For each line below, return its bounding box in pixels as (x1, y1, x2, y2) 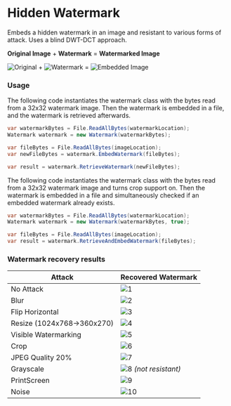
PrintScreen (11, 376, 51, 386)
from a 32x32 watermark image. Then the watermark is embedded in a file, (7, 104, 225, 112)
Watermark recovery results (7, 254, 105, 264)
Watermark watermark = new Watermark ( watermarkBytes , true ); (7, 218, 190, 225)
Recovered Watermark (120, 273, 198, 282)
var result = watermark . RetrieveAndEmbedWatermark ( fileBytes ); (7, 237, 197, 245)
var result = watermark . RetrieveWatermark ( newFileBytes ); (7, 163, 180, 170)
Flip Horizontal (11, 307, 59, 317)
